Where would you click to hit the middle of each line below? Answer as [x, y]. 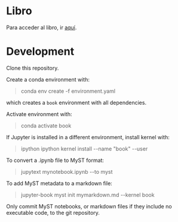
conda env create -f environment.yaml [68, 91]
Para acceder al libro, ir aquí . [42, 27]
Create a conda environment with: [48, 79]
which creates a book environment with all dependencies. [76, 102]
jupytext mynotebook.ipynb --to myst [67, 171]
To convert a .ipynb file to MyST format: [55, 160]
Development [40, 51]
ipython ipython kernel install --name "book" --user [84, 148]
